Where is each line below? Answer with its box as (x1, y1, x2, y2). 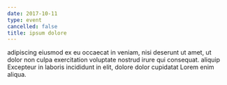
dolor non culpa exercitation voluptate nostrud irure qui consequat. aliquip (7, 56, 221, 64)
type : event (7, 17, 42, 23)
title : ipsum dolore (7, 29, 68, 37)
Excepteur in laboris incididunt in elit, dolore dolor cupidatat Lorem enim (7, 63, 214, 71)
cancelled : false (7, 23, 58, 30)
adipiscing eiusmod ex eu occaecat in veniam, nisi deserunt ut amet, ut (7, 48, 212, 57)
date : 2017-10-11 (7, 10, 58, 17)
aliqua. (7, 70, 27, 79)
